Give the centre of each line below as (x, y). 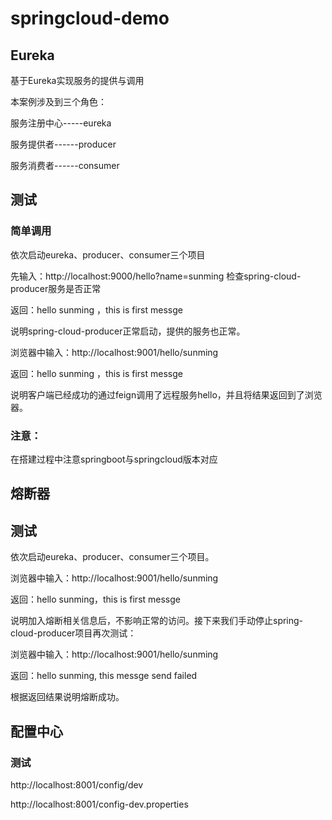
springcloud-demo (90, 18)
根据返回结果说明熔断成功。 (67, 697)
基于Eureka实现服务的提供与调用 (77, 80)
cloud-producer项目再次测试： (73, 633)
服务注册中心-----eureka (61, 123)
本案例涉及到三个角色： (58, 101)
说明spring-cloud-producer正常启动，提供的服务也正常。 (128, 331)
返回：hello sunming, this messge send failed (104, 676)
